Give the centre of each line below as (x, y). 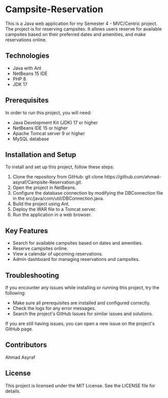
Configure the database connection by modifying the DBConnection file (88, 193)
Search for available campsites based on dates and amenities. (78, 243)
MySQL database (31, 139)
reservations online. (26, 40)
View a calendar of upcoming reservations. (58, 254)
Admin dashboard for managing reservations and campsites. (76, 259)
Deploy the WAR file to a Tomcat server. (54, 209)
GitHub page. (19, 329)
